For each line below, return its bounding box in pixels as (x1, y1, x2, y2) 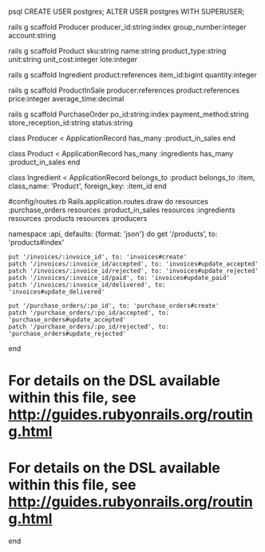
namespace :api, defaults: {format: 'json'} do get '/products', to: (8, 229, 218, 239)
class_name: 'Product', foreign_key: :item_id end (8, 181, 168, 191)
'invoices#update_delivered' (8, 288, 105, 296)
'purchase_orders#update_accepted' (8, 316, 127, 324)
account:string (8, 31, 57, 40)
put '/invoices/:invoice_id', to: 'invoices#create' (8, 253, 188, 261)
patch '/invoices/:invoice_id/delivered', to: (8, 281, 166, 289)
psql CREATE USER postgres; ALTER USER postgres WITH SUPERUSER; (8, 7, 245, 16)
